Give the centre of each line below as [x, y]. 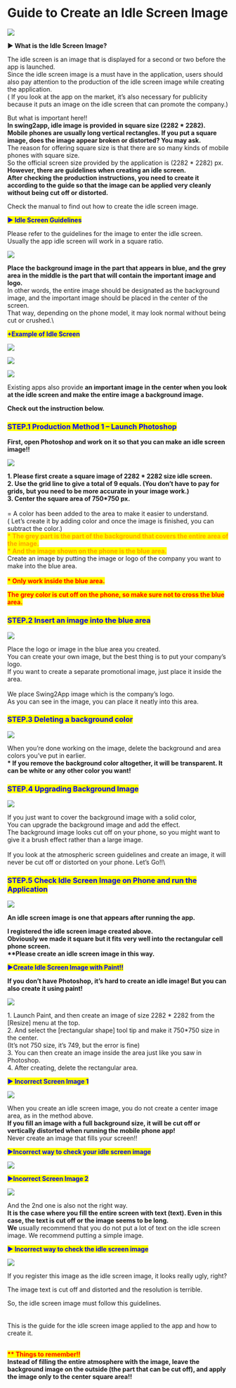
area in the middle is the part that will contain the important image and [112, 275]
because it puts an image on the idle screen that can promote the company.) [118, 104]
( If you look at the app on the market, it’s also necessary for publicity [107, 96]
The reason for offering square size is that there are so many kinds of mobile [118, 148]
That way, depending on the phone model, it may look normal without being [117, 313]
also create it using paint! [45, 989]
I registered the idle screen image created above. [80, 932]
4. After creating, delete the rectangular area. [73, 1068]
